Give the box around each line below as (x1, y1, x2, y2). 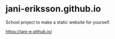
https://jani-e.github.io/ (5, 28, 52, 34)
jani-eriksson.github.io (5, 3, 101, 14)
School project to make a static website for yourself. (5, 19, 111, 25)
